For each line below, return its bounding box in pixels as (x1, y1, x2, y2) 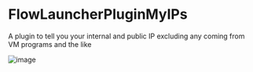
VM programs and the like (8, 39, 92, 49)
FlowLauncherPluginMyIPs (8, 5, 188, 23)
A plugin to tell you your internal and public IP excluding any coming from (8, 31, 245, 41)
